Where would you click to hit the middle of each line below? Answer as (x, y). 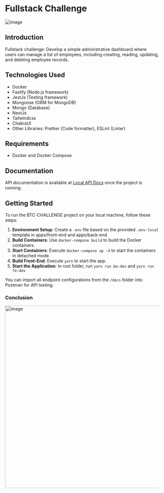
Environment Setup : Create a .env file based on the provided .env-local (85, 230)
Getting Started (29, 203)
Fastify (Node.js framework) (40, 92)
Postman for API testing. (30, 285)
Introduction (24, 37)
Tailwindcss (24, 118)
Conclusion (19, 297)
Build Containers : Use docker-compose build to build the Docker (77, 240)
